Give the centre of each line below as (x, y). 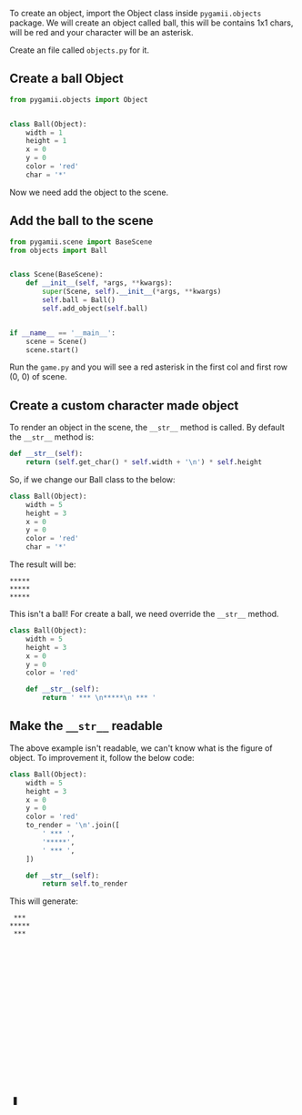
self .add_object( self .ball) (95, 309)
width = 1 (45, 132)
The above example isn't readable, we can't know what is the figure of (141, 748)
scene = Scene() (57, 341)
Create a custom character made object (124, 405)
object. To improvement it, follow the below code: (102, 757)
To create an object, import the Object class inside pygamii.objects (136, 13)
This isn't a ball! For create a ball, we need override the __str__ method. (144, 614)
